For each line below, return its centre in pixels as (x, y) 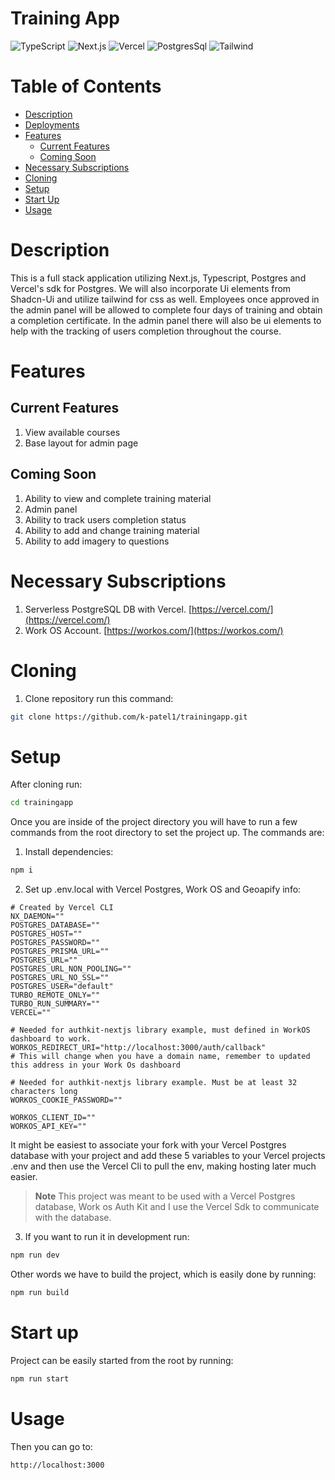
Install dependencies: (69, 852)
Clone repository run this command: (99, 698)
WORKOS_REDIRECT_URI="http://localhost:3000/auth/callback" (138, 1048)
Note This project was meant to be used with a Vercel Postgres (165, 1196)
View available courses (72, 432)
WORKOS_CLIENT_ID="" (53, 1118)
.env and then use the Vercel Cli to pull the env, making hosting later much (163, 1166)
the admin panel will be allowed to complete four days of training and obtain (166, 309)
